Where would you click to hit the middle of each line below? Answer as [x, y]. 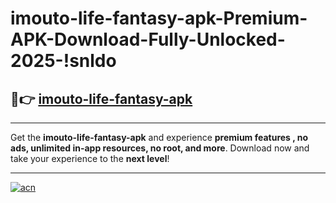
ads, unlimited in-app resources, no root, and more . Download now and [160, 148]
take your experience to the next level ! [90, 158]
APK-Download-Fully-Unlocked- [148, 39]
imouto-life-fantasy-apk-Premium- [159, 18]
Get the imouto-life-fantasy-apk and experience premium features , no [159, 137]
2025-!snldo [63, 61]
